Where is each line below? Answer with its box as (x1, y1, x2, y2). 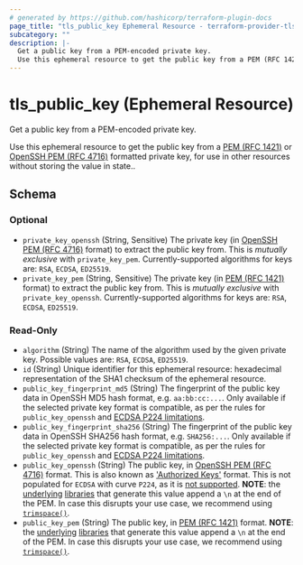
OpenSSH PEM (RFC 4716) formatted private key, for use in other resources (9, 151, 290, 162)
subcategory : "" (9, 30, 70, 39)
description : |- (9, 38, 70, 48)
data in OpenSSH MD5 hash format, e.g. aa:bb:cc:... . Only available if (22, 392, 286, 403)
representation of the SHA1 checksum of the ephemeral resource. (22, 373, 267, 384)
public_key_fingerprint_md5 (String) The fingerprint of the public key (22, 383, 280, 394)
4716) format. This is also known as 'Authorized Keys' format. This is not (22, 468, 291, 479)
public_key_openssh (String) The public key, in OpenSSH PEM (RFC (22, 459, 272, 470)
